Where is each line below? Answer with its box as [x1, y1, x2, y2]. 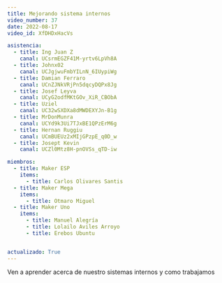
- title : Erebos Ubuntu [25, 229, 96, 237]
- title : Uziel [13, 100, 58, 108]
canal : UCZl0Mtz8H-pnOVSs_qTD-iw [20, 146, 117, 153]
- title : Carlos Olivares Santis [25, 178, 124, 185]
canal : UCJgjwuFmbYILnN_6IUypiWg [20, 68, 117, 75]
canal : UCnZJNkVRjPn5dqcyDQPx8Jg [20, 81, 117, 88]
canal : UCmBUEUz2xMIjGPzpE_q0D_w [20, 133, 117, 140]
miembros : [7, 158, 36, 166]
